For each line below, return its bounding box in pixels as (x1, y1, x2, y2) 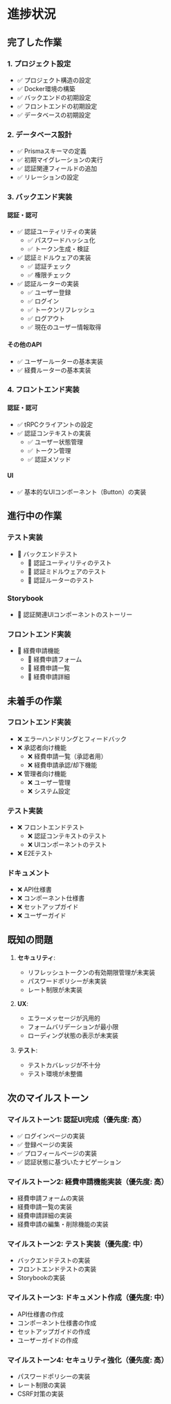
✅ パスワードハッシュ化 (27, 236, 96, 244)
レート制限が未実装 (27, 986, 83, 994)
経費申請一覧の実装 (17, 1203, 73, 1211)
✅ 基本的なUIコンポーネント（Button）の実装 (17, 488, 147, 496)
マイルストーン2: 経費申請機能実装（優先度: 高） (7, 1176, 168, 1186)
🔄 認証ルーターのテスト (27, 575, 95, 584)
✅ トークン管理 (27, 446, 71, 454)
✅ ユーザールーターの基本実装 (17, 357, 104, 365)
